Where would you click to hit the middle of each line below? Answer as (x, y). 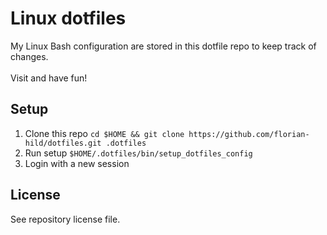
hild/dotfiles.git (63, 143)
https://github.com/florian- (249, 134)
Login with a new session (77, 163)
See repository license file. (65, 219)
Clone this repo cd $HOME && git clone (104, 133)
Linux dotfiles (68, 18)
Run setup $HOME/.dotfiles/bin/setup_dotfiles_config (138, 153)
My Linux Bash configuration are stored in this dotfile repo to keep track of (163, 46)
